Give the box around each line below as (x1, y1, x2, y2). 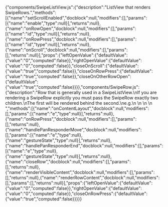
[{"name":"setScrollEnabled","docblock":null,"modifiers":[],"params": (5, 15, 147, 21)
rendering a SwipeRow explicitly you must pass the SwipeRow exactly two (5, 95, 158, 101)
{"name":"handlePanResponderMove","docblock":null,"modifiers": (5, 127, 142, 132)
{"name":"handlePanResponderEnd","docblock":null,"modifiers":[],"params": (5, 143, 163, 148)
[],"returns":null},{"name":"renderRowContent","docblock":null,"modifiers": (5, 175, 160, 180)
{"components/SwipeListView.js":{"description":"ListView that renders (5, 5, 151, 10)
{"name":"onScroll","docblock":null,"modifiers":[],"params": (5, 47, 128, 53)
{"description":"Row (5, 90, 47, 95)
